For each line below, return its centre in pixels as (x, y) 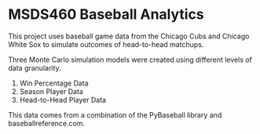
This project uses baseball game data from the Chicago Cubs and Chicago (129, 36)
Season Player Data (51, 91)
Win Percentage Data (54, 83)
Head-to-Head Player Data (63, 100)
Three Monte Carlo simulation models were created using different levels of (130, 60)
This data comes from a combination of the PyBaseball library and (115, 114)
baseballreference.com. (46, 123)
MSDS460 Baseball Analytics (106, 14)
